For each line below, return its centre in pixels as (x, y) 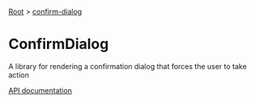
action (19, 75)
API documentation (40, 90)
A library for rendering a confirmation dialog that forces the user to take (127, 66)
